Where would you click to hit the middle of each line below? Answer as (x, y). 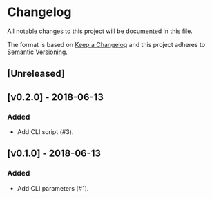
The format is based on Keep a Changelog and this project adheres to (106, 44)
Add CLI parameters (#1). (53, 188)
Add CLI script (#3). (45, 132)
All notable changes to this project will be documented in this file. (100, 31)
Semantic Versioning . (37, 52)
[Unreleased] (36, 74)
